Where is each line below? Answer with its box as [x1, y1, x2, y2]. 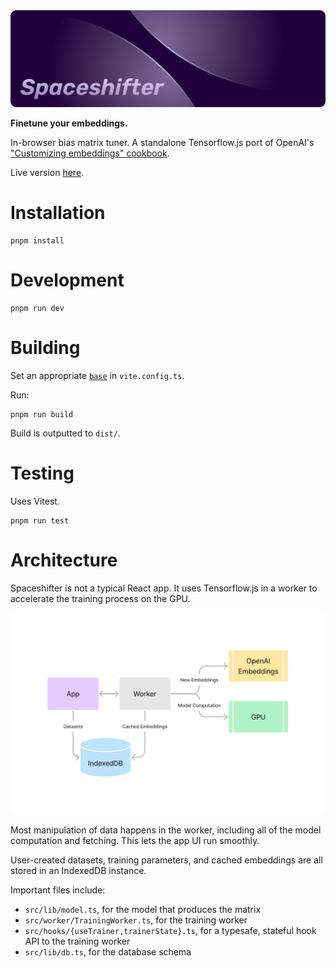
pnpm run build [10, 409, 74, 419]
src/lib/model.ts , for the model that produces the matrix [24, 904, 262, 916]
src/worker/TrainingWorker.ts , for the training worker [24, 914, 248, 926]
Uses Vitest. [10, 495, 60, 507]
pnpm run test [10, 515, 70, 526]
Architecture [10, 549, 118, 571]
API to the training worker [24, 935, 131, 948]
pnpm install [10, 235, 65, 246]
